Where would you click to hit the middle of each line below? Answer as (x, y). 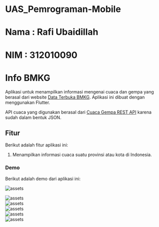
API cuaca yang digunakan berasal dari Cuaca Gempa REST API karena (79, 112)
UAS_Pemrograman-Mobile (63, 9)
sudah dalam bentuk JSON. (33, 117)
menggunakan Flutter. (28, 102)
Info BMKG (28, 78)
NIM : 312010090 (41, 55)
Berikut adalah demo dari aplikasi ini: (43, 178)
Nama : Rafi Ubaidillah (52, 32)
